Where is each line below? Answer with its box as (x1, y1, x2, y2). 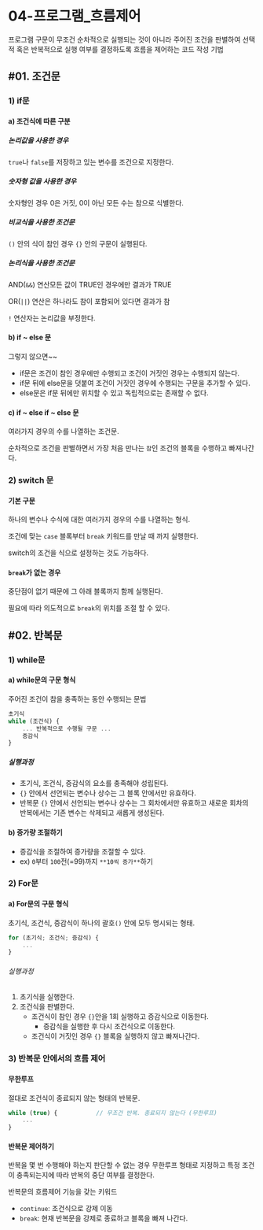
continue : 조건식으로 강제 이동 (19, 1204, 113, 1213)
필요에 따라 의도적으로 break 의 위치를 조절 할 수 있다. (8, 603, 170, 613)
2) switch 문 (8, 475, 54, 486)
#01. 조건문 (8, 70, 61, 83)
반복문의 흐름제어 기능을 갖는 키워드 (8, 1187, 118, 1197)
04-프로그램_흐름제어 (8, 7, 141, 25)
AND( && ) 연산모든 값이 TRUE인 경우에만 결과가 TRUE (8, 280, 172, 289)
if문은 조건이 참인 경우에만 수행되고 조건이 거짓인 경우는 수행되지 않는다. (19, 368, 240, 378)
